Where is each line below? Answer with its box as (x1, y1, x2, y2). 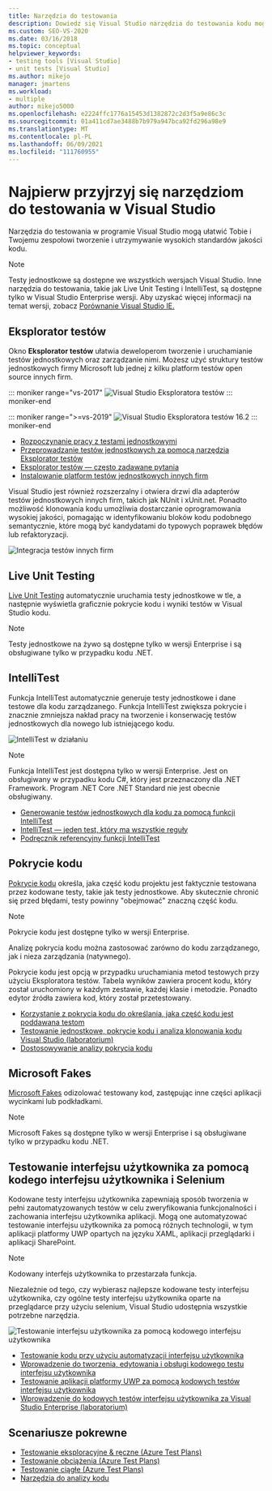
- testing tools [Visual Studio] (8, 58, 121, 66)
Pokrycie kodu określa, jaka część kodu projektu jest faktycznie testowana (8, 878, 257, 888)
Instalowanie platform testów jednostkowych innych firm (19, 471, 209, 481)
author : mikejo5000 (8, 102, 74, 110)
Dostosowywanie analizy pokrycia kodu (19, 1043, 153, 1053)
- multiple (8, 95, 45, 103)
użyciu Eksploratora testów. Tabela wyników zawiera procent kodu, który (8, 975, 252, 986)
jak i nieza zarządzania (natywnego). (8, 951, 131, 961)
